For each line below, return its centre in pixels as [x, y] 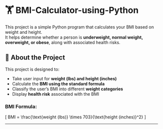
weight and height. [24, 32]
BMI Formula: [21, 106]
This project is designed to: [32, 69]
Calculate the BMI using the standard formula [58, 84]
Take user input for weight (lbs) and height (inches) [65, 78]
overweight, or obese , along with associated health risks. [63, 42]
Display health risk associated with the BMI [56, 94]
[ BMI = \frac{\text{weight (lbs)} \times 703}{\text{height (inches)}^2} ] [76, 117]
